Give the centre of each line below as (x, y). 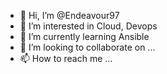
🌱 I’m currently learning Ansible (84, 36)
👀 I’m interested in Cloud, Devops (88, 26)
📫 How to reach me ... (66, 58)
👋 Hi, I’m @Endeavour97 (69, 15)
